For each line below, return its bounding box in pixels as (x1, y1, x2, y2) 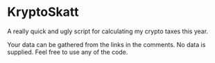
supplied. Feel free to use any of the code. (7, 48, 128, 56)
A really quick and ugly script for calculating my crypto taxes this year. (7, 27, 209, 35)
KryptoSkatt (7, 4, 79, 20)
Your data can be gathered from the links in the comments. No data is (7, 40, 206, 48)
